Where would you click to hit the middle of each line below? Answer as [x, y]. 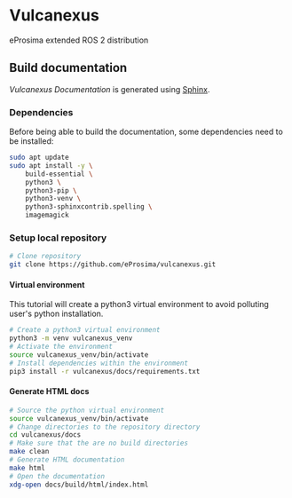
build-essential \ [59, 174]
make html [28, 468]
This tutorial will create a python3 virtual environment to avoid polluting [139, 304]
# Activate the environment [61, 347]
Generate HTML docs [49, 391]
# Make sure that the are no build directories [99, 443]
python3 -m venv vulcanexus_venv [71, 338]
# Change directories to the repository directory [105, 427]
